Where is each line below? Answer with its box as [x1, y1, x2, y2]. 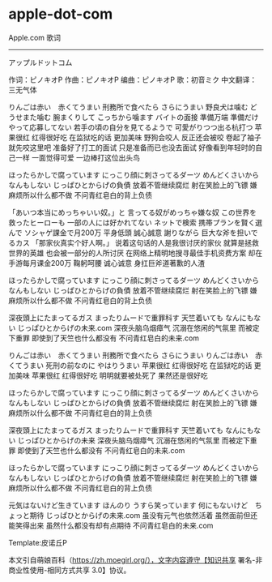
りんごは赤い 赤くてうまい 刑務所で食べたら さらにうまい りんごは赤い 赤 [8, 350, 263, 360]
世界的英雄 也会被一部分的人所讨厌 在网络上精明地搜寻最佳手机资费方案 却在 [8, 248, 263, 258]
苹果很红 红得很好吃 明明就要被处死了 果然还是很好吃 [31, 370, 208, 380]
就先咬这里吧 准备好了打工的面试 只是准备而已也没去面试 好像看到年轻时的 [8, 143, 256, 152]
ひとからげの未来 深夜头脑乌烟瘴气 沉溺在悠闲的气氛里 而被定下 [38, 435, 251, 445]
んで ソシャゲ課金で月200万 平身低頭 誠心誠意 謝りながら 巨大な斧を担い [8, 228, 251, 238]
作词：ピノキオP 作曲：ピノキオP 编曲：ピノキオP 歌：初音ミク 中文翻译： [8, 75, 257, 84]
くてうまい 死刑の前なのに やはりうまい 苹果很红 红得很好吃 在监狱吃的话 [8, 360, 253, 370]
